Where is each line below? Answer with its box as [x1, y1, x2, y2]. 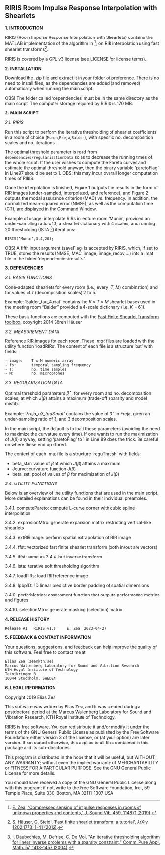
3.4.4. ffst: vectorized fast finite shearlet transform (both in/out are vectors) [5, 544, 158, 550]
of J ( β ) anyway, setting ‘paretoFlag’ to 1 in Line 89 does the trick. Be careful [5, 436, 158, 442]
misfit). [5, 401, 20, 407]
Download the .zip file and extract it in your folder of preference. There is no [5, 75, 159, 81]
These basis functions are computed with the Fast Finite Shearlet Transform [5, 313, 159, 320]
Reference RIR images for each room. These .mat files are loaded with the [5, 338, 155, 344]
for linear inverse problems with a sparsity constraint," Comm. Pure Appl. [12, 839, 160, 845]
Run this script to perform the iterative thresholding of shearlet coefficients [5, 129, 157, 135]
